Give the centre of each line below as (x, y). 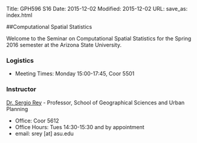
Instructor (21, 89)
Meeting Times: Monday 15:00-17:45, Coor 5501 (75, 74)
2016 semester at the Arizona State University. (64, 45)
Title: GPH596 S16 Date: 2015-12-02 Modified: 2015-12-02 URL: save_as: (97, 9)
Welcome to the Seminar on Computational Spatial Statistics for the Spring (99, 38)
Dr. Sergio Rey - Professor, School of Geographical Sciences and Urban (95, 103)
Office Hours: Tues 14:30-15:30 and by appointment (80, 127)
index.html (19, 15)
